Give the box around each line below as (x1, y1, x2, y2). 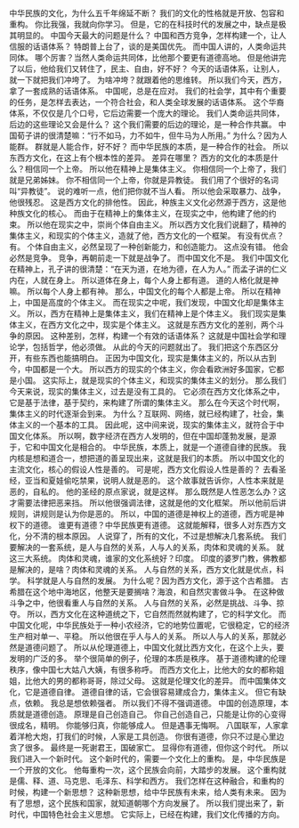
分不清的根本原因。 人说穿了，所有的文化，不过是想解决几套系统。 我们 (24, 531, 287, 541)
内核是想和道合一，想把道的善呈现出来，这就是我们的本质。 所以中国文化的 (9, 453, 285, 463)
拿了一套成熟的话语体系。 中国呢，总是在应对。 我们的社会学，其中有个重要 (9, 85, 287, 96)
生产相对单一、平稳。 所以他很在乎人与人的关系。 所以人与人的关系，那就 (9, 631, 279, 641)
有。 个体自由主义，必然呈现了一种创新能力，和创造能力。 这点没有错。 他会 (9, 241, 289, 252)
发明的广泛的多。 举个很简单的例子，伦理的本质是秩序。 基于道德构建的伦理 (9, 653, 287, 663)
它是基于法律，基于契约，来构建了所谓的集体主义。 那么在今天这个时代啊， (9, 397, 285, 408)
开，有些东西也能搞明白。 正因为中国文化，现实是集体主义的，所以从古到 (9, 353, 277, 363)
